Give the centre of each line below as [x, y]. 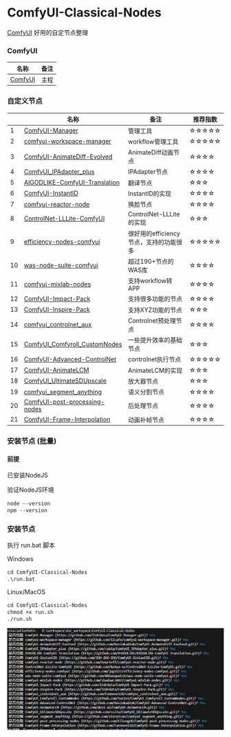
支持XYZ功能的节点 [155, 310]
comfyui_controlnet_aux [58, 325]
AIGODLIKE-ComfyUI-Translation [72, 183]
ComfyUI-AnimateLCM [56, 370]
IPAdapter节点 [148, 172]
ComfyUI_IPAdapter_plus [59, 171]
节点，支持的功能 [152, 242]
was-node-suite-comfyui [61, 265]
